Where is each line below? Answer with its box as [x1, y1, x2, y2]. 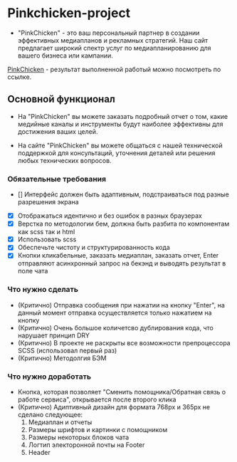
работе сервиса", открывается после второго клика [17, 395, 177, 404]
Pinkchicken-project [7, 5, 131, 21]
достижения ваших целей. [17, 127, 98, 136]
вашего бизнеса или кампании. [17, 51, 113, 60]
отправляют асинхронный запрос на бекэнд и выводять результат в [17, 259, 226, 268]
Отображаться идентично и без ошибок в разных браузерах [17, 211, 203, 220]
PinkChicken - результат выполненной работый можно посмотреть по [7, 65, 221, 73]
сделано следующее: [17, 410, 83, 419]
